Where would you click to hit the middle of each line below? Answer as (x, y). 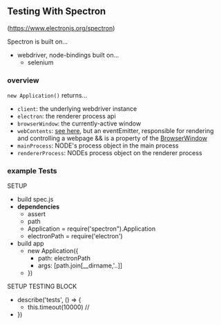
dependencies (38, 207)
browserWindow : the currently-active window (79, 123)
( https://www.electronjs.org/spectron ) (61, 28)
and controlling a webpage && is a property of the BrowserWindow (112, 139)
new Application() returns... (47, 96)
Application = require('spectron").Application (92, 229)
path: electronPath (64, 258)
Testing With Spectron (57, 11)
